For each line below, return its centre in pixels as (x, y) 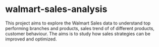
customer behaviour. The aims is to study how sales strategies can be (78, 33)
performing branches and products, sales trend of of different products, (80, 28)
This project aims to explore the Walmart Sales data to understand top (78, 23)
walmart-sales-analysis (56, 9)
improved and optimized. (31, 39)
